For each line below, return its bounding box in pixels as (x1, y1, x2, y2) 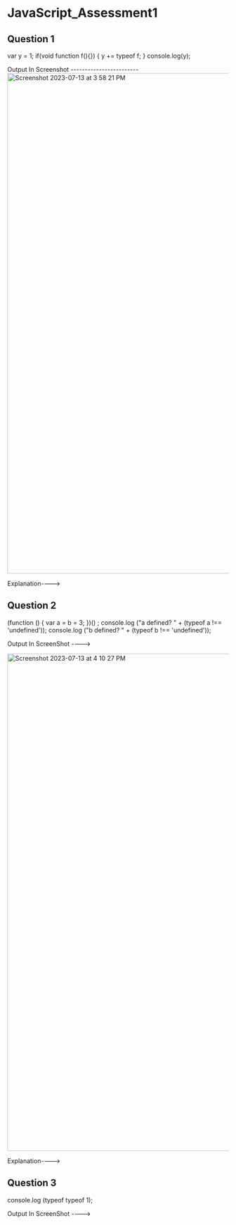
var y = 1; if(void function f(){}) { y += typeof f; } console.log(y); (7, 51, 191, 60)
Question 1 (7, 33, 55, 45)
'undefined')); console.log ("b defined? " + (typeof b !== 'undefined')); (7, 626, 211, 634)
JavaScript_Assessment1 (7, 5, 158, 21)
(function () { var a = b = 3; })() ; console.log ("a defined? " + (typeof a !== (7, 618, 223, 627)
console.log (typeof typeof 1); (7, 1195, 93, 1204)
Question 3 (7, 1177, 57, 1189)
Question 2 (7, 599, 57, 611)
